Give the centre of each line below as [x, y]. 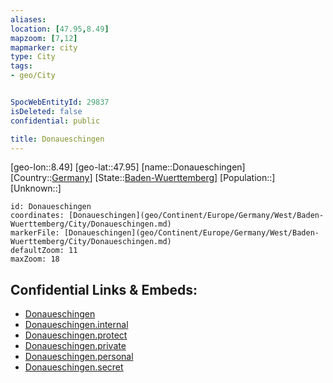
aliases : [28, 19]
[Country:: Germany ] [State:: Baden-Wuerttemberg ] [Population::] [143, 178]
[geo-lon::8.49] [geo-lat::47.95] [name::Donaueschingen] [128, 167]
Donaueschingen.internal [76, 325]
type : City [33, 57]
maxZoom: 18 [35, 259]
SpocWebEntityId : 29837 [60, 102]
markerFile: [35, 233]
